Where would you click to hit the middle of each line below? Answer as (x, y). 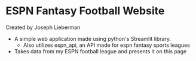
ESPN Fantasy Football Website (85, 11)
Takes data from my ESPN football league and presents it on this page (100, 51)
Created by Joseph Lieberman (43, 27)
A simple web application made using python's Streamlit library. (93, 38)
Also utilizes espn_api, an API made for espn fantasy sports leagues (107, 45)
